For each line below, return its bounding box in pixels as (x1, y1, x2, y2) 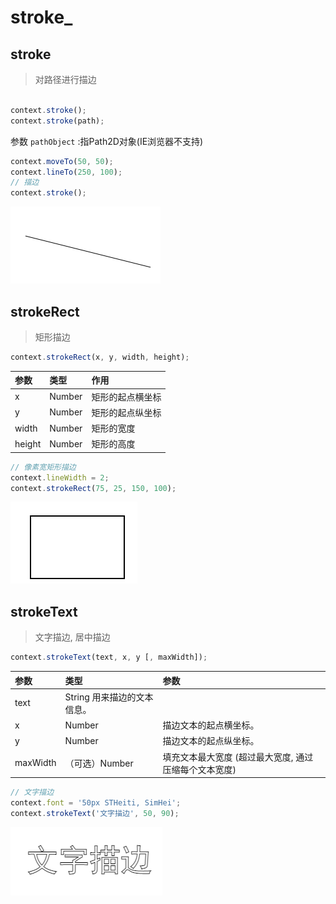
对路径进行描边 (34, 74, 97, 85)
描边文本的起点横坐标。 (162, 719, 260, 731)
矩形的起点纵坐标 (91, 406, 162, 418)
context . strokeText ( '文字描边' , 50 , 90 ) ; (10, 808, 180, 818)
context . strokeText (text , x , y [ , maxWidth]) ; (10, 652, 208, 663)
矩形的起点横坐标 (91, 391, 162, 403)
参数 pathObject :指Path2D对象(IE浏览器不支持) (10, 135, 204, 147)
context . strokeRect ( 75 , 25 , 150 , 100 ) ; (10, 483, 177, 493)
